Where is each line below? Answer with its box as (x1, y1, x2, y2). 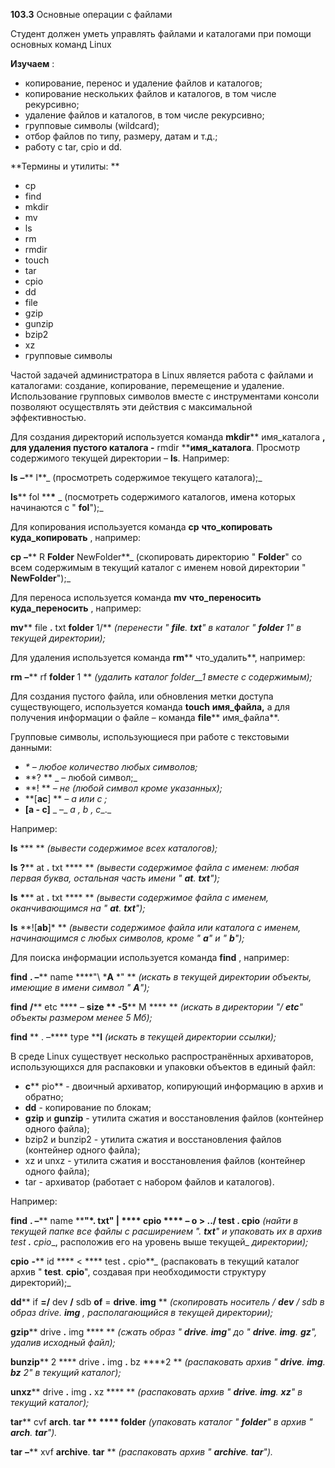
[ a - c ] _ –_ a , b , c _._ (24, 804, 112, 815)
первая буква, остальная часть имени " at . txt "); (10, 872, 220, 884)
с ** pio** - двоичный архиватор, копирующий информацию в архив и (24, 1080, 324, 1092)
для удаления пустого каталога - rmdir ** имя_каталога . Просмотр (10, 442, 301, 453)
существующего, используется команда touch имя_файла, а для (10, 701, 290, 713)
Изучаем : (10, 58, 55, 69)
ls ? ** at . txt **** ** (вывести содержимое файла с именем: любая (10, 862, 300, 873)
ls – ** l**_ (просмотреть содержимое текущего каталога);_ (10, 472, 263, 483)
